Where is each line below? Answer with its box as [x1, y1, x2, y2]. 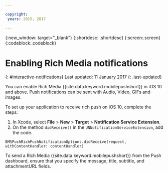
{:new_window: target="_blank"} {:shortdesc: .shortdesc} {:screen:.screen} [5, 35, 161, 41]
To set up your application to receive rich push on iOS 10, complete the [5, 104, 151, 110]
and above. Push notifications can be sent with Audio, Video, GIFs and [5, 89, 150, 95]
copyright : [5, 12, 28, 17]
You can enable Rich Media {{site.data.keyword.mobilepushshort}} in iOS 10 [5, 84, 162, 90]
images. [5, 94, 22, 100]
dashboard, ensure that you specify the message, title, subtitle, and [5, 158, 144, 164]
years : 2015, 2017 [7, 16, 46, 22]
